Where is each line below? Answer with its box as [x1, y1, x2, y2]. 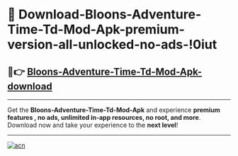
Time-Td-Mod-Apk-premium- [7, 21, 186, 38]
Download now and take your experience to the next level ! [7, 121, 178, 129]
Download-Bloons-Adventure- [18, 6, 202, 23]
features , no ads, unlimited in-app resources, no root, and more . [7, 113, 201, 121]
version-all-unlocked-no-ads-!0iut [7, 37, 217, 52]
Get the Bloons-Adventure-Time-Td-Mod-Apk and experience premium [7, 106, 221, 114]
